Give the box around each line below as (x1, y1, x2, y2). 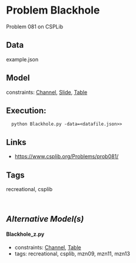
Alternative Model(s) (6, 214, 84, 224)
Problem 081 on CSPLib (6, 23, 64, 30)
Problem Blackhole (6, 4, 100, 17)
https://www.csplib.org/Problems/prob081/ (14, 153, 119, 160)
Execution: (6, 106, 47, 116)
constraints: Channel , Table (14, 244, 81, 251)
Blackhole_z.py (6, 231, 45, 238)
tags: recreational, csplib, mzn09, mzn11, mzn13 (14, 250, 131, 257)
